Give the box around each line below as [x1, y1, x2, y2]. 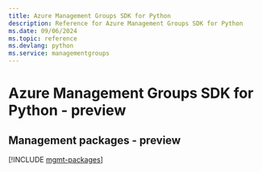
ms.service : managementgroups [8, 49, 110, 57]
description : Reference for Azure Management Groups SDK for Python [8, 19, 243, 27]
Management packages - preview [8, 133, 181, 147]
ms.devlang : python [8, 42, 74, 50]
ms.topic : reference [8, 34, 78, 43]
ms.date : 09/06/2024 [8, 27, 78, 35]
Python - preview [8, 102, 127, 120]
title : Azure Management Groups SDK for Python [8, 11, 172, 20]
